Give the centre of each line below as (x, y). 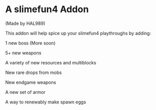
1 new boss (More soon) (30, 43)
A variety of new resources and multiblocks (51, 62)
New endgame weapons (31, 82)
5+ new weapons (23, 53)
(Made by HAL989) (25, 23)
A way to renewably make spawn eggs (46, 102)
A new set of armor (25, 92)
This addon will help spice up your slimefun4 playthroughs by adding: (78, 33)
